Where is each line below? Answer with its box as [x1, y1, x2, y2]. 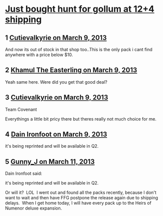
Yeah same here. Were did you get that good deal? [5, 79, 108, 85]
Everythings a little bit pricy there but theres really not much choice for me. [5, 116, 157, 122]
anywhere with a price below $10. [5, 52, 73, 58]
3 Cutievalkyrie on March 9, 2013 [5, 93, 109, 102]
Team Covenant [5, 106, 37, 112]
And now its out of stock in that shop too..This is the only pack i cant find [5, 47, 153, 52]
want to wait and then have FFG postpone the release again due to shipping [5, 195, 159, 201]
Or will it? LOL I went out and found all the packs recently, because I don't [5, 189, 157, 195]
